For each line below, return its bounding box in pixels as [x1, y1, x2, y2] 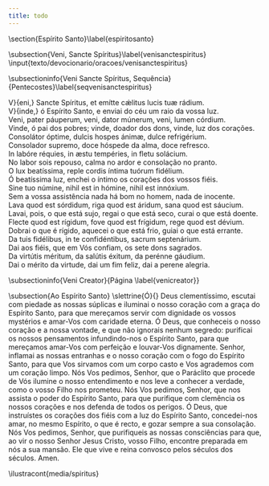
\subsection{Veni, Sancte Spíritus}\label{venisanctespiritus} [8, 49, 207, 59]
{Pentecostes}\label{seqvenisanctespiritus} [8, 82, 153, 92]
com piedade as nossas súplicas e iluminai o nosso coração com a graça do [8, 299, 261, 309]
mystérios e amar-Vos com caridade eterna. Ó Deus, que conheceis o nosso [8, 317, 261, 326]
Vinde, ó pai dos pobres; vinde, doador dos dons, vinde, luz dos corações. [8, 123, 255, 133]
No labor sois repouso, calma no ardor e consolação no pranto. [8, 157, 218, 167]
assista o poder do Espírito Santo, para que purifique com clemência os [8, 393, 245, 402]
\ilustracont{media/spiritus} [8, 468, 100, 478]
